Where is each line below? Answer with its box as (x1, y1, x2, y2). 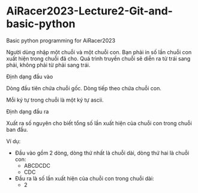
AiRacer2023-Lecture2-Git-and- (6, 4, 173, 18)
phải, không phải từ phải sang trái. (6, 61, 91, 69)
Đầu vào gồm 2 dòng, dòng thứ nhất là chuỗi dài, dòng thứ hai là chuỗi (14, 149, 190, 156)
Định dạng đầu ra (6, 108, 49, 115)
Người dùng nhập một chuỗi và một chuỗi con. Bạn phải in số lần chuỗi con (6, 48, 192, 55)
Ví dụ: (6, 137, 21, 145)
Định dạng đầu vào (6, 73, 53, 80)
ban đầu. (6, 126, 28, 133)
